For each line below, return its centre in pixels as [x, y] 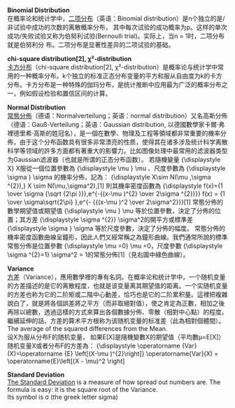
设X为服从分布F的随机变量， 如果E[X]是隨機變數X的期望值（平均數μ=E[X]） [116, 337]
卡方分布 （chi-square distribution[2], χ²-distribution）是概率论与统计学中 [113, 67]
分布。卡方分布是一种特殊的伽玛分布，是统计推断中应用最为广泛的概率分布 [114, 84]
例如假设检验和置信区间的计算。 [65, 93]
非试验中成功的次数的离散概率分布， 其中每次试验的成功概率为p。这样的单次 [117, 27]
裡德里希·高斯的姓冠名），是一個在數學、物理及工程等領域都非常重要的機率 [114, 133]
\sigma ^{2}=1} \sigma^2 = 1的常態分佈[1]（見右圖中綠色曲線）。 [98, 254]
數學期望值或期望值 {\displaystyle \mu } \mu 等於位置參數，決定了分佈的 [111, 211]
